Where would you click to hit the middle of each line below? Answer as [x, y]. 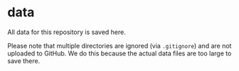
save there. [24, 60]
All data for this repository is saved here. [67, 32]
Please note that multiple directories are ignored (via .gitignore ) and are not [119, 45]
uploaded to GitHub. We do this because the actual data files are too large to [119, 53]
